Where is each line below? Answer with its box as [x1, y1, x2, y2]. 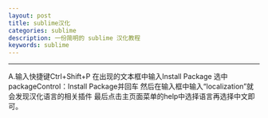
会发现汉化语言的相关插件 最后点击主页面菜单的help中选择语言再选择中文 [8, 92, 249, 101]
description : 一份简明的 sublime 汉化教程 [8, 33, 141, 42]
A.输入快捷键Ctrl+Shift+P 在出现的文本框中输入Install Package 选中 [8, 72, 229, 81]
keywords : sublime [8, 41, 69, 49]
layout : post [8, 11, 52, 20]
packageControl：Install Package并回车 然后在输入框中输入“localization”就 [8, 81, 254, 92]
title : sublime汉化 [8, 19, 71, 27]
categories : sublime [8, 26, 77, 34]
